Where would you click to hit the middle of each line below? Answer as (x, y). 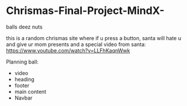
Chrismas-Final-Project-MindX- (85, 11)
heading (25, 79)
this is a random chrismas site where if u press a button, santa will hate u (93, 38)
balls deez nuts (24, 27)
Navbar (23, 98)
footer (22, 85)
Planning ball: (22, 62)
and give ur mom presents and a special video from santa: (76, 44)
